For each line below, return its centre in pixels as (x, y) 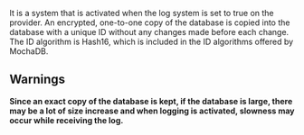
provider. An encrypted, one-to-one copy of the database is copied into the (150, 22)
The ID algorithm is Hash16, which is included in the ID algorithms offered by (152, 41)
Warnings (38, 80)
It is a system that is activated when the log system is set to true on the (142, 13)
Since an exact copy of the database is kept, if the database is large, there (151, 101)
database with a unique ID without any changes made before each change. (149, 32)
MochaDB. (29, 51)
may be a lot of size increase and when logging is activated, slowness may (152, 111)
